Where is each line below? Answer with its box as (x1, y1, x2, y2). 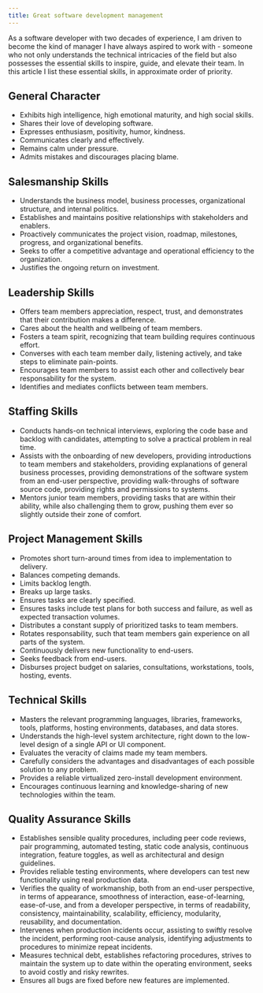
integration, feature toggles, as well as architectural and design (19, 850, 224, 860)
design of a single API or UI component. (36, 739, 166, 749)
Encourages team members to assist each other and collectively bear (19, 366, 245, 375)
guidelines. (19, 858, 56, 868)
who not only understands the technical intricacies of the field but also (8, 50, 238, 59)
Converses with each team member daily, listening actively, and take (19, 348, 243, 359)
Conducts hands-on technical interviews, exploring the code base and (19, 426, 248, 435)
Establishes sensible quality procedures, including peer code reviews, (19, 833, 246, 843)
